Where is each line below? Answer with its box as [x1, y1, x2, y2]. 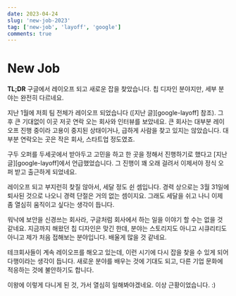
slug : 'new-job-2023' [7, 17, 71, 24]
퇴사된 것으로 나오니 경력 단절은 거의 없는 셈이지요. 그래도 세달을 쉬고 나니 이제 [7, 191, 223, 200]
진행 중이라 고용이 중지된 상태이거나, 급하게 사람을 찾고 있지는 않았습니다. [20, 126, 222, 135]
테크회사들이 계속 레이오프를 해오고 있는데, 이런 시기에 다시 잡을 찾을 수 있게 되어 [7, 248, 229, 256]
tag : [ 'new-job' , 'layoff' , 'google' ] [7, 23, 121, 30]
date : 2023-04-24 [7, 10, 58, 18]
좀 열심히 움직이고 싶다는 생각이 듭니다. [7, 201, 115, 209]
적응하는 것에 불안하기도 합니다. [7, 266, 94, 274]
